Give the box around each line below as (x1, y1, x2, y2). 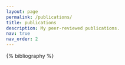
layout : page (6, 8, 38, 15)
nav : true (6, 31, 31, 37)
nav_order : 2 (6, 36, 38, 42)
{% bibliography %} (6, 53, 54, 59)
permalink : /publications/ (6, 14, 73, 20)
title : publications (6, 19, 57, 25)
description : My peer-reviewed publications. (6, 25, 120, 31)
